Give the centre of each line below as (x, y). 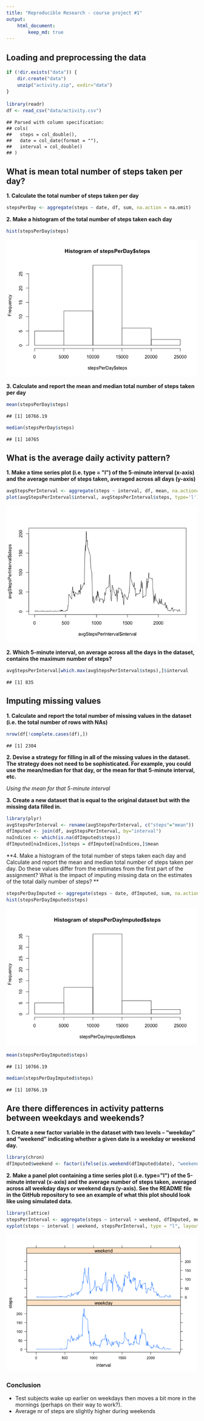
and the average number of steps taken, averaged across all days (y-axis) (101, 479)
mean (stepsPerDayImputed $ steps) (47, 1055)
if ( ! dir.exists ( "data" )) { (42, 72)
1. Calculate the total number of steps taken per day (73, 196)
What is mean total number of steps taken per (95, 171)
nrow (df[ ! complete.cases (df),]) (47, 734)
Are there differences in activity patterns (85, 1108)
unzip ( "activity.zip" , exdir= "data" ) (65, 85)
